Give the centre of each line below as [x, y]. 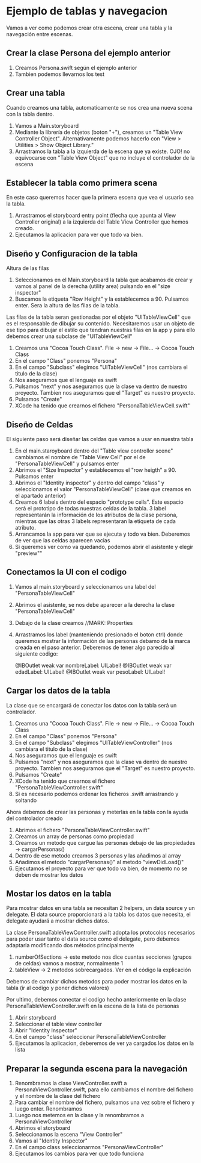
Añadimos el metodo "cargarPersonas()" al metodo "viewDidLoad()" [99, 862]
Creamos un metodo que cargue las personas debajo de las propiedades [105, 842]
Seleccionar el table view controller [58, 1024]
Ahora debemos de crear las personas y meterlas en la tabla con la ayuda [97, 812]
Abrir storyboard [35, 1018]
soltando [26, 800]
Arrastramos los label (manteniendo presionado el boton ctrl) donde [99, 635]
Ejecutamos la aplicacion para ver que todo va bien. [79, 235]
